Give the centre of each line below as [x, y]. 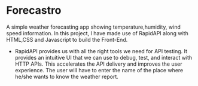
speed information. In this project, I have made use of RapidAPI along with [97, 33]
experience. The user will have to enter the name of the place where [99, 70]
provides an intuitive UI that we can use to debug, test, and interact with [103, 57]
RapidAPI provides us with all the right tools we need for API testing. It [101, 51]
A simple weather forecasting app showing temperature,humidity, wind [93, 27]
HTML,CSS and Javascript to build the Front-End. [67, 39]
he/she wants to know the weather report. [66, 76]
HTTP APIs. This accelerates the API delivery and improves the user [98, 64]
